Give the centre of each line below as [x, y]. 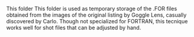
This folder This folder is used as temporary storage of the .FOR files [92, 9]
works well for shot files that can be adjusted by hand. [74, 27]
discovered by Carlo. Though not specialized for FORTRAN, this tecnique [97, 21]
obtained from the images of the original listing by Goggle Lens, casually [96, 15]
